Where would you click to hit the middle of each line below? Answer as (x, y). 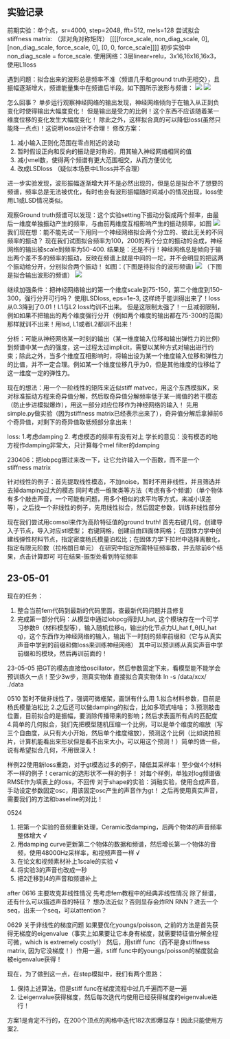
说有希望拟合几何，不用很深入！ (52, 750)
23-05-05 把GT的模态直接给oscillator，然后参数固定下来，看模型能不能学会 (114, 668)
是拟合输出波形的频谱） (40, 275)
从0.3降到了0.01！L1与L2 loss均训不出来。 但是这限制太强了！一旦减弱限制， (115, 306)
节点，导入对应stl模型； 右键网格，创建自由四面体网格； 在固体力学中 (117, 530)
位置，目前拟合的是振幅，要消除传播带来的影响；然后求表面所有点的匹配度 (112, 715)
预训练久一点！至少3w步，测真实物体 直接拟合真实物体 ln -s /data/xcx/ (107, 676)
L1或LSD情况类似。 (39, 200)
